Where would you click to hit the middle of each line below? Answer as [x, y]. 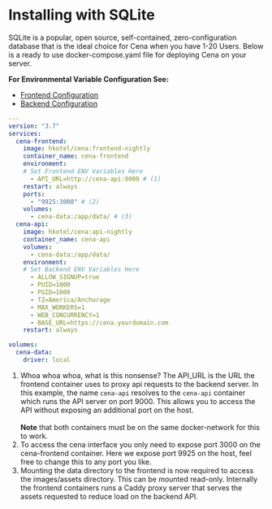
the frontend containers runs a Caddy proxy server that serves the [131, 487]
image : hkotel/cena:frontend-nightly [87, 149]
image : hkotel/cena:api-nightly [78, 232]
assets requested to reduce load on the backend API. [109, 496]
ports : [34, 194]
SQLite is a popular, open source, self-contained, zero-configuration [123, 37]
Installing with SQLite [82, 15]
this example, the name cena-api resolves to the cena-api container [133, 393]
